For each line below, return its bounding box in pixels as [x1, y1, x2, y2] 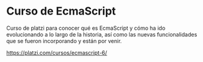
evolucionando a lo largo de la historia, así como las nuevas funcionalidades [6, 30, 198, 38]
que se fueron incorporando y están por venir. [6, 37, 122, 44]
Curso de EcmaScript [6, 4, 116, 18]
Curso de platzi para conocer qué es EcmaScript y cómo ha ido [6, 24, 166, 32]
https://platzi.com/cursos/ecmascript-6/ [6, 49, 108, 56]
